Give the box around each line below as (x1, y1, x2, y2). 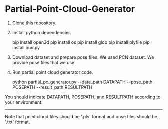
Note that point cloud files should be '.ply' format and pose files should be (5, 113, 157, 119)
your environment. (5, 99, 43, 105)
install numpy (12, 44, 40, 50)
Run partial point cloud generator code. (12, 69, 93, 75)
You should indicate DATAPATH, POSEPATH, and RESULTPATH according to (5, 94, 161, 100)
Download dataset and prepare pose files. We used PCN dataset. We (12, 54, 154, 60)
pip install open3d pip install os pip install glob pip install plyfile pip (12, 39, 150, 45)
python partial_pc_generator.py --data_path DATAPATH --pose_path (12, 79, 153, 85)
